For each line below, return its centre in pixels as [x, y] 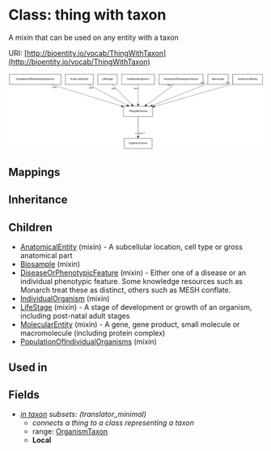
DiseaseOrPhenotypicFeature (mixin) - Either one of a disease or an [133, 273]
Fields [24, 395]
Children [30, 228]
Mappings [34, 172]
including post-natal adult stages [75, 316]
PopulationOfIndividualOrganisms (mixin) [89, 341]
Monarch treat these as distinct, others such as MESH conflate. [125, 290]
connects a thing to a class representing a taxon [113, 423]
